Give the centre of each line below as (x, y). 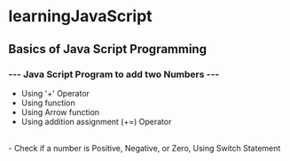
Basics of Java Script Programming (108, 49)
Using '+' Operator (55, 93)
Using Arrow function (60, 112)
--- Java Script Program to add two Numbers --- (114, 74)
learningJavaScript (80, 16)
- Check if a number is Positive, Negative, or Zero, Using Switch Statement (145, 148)
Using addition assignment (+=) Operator (96, 121)
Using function (48, 103)
